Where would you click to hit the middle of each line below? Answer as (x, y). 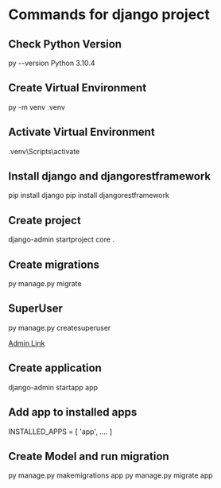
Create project (45, 220)
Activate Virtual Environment (81, 132)
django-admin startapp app (53, 387)
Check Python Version (65, 44)
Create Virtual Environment (78, 88)
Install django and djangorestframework (110, 176)
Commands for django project (109, 15)
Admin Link (27, 343)
